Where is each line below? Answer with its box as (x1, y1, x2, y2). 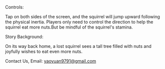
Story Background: (5, 34, 44, 39)
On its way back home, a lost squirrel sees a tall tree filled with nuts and (5, 43, 152, 49)
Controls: (5, 4, 24, 10)
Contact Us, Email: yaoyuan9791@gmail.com (5, 58, 97, 64)
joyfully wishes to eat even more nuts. (5, 49, 83, 54)
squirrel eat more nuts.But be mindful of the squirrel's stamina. (5, 24, 133, 30)
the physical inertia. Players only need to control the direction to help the (5, 19, 154, 25)
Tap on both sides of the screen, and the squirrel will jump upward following (5, 14, 160, 19)
